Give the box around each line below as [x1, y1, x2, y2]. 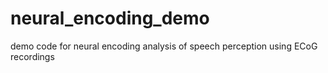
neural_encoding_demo [10, 7, 210, 30]
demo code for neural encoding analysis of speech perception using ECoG [10, 40, 318, 52]
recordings [10, 50, 55, 62]
